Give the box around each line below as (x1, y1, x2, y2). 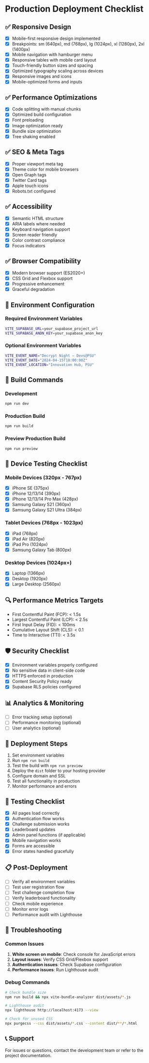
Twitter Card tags (12, 177, 47, 183)
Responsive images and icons (12, 74, 72, 79)
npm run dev (5, 401, 29, 406)
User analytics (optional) (12, 725, 61, 731)
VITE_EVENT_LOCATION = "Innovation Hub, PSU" (5, 362, 94, 367)
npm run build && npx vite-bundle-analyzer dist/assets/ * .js (5, 995, 131, 1000)
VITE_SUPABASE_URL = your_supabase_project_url (5, 326, 98, 331)
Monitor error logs (12, 906, 48, 912)
